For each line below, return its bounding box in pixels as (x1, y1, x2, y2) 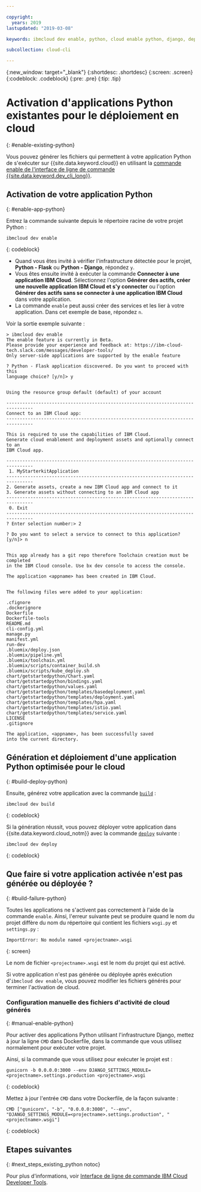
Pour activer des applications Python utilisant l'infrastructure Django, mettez (6, 1031, 194, 1038)
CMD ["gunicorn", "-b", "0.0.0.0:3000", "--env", (6, 1106, 133, 1112)
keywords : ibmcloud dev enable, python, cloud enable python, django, (6, 36, 186, 42)
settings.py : (6, 925, 39, 933)
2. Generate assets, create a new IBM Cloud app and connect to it (6, 484, 178, 490)
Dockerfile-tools (6, 615, 50, 622)
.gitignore (6, 720, 33, 727)
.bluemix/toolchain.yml (6, 657, 66, 664)
